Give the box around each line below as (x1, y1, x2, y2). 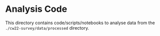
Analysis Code (5, 3, 68, 15)
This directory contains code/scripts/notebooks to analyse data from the (5, 20, 155, 26)
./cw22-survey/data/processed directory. (5, 25, 89, 31)
